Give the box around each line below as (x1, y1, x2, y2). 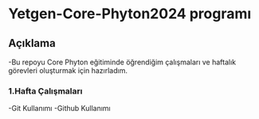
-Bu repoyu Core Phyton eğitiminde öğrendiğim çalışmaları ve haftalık (8, 57, 237, 67)
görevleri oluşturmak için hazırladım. (8, 66, 128, 75)
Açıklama (8, 36, 56, 50)
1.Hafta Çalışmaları (8, 85, 83, 96)
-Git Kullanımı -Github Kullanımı (8, 104, 111, 113)
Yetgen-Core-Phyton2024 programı (8, 5, 252, 23)
